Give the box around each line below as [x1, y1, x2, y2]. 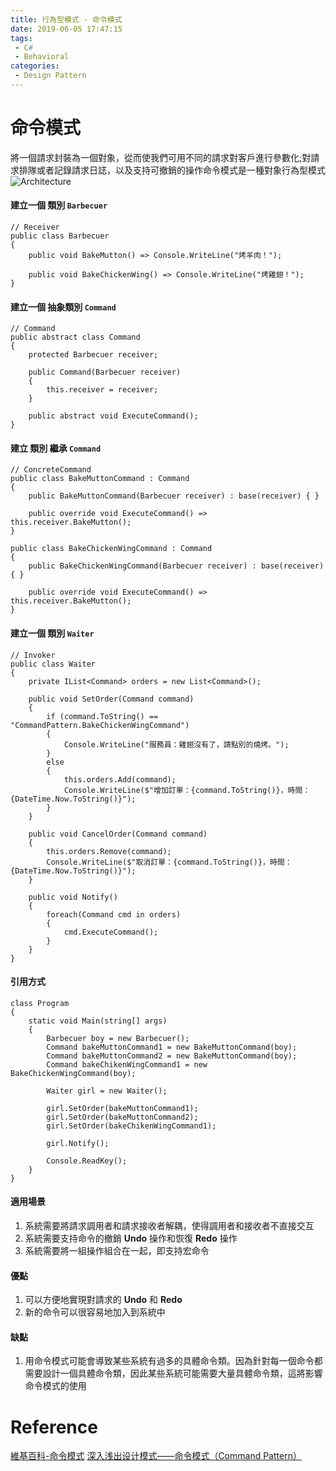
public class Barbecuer [10, 231, 110, 241]
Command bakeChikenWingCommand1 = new [46, 1059, 208, 1070]
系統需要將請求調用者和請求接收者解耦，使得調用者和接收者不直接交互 [24, 1220, 315, 1232]
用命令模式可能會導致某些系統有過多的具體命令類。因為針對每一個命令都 [24, 1355, 323, 1367]
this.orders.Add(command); [63, 774, 177, 785]
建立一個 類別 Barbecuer [10, 199, 108, 211]
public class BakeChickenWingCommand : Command [10, 544, 213, 554]
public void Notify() [28, 892, 118, 902]
